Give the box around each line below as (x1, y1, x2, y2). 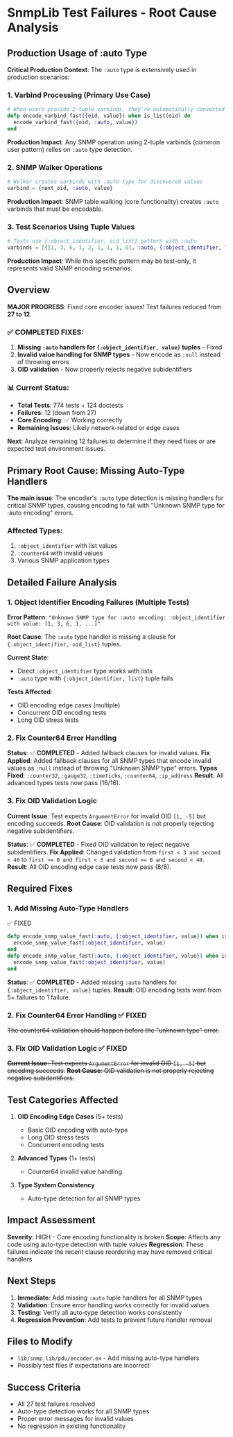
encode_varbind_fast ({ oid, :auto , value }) (13, 119, 138, 126)
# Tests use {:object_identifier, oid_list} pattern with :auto (7, 238, 197, 245)
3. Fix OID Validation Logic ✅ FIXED (7, 1043, 128, 1053)
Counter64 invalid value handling (27, 1167, 123, 1176)
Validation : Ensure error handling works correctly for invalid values (17, 1300, 209, 1309)
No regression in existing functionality (17, 1422, 126, 1430)
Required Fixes (7, 883, 73, 895)
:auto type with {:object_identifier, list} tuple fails (17, 674, 173, 682)
